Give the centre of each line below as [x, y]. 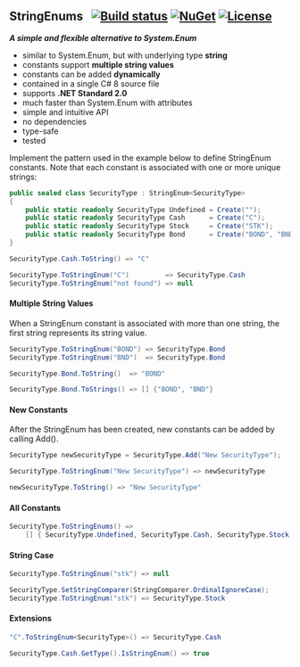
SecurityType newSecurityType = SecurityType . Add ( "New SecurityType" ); [145, 456]
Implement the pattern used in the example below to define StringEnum [140, 158]
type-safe [40, 131]
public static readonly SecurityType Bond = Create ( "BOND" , [150, 235]
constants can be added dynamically [91, 74]
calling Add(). [34, 439]
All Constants [35, 507]
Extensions [30, 618]
